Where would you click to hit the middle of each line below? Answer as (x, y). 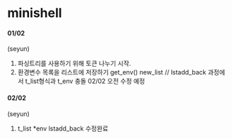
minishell (35, 13)
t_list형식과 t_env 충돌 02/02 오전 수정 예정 (85, 81)
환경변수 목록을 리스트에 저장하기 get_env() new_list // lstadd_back (112, 72)
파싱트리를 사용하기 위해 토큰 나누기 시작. (74, 63)
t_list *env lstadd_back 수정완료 (63, 128)
